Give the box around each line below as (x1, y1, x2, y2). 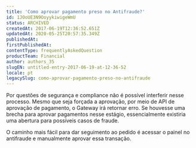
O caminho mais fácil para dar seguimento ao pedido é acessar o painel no (6, 129, 190, 136)
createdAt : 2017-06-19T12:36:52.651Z (6, 25, 100, 32)
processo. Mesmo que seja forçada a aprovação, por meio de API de (6, 98, 175, 105)
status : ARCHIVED (6, 20, 49, 26)
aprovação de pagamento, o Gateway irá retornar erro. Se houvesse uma (6, 104, 186, 112)
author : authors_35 (6, 58, 55, 64)
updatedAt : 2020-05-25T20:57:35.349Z (6, 31, 100, 37)
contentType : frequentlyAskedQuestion (6, 48, 102, 54)
